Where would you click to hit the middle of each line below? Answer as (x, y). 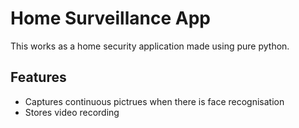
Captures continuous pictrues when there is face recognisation (154, 101)
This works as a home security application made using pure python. (150, 46)
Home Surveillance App (110, 18)
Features (38, 77)
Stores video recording (72, 112)
